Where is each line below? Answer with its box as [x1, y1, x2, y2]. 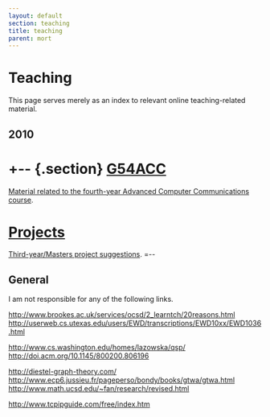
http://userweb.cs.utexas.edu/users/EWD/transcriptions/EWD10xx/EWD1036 [8, 319, 262, 328]
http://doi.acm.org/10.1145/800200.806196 [8, 351, 149, 361]
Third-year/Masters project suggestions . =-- [8, 250, 156, 259]
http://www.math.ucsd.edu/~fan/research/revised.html [8, 384, 190, 394]
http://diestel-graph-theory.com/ [8, 367, 117, 377]
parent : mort [8, 34, 52, 43]
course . [8, 195, 34, 204]
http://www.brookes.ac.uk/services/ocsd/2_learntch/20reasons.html [8, 310, 235, 320]
